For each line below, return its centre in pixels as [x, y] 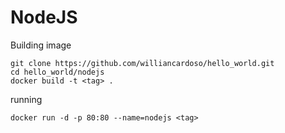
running [26, 99]
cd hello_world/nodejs [57, 72]
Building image [41, 45]
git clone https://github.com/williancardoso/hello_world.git [142, 63]
